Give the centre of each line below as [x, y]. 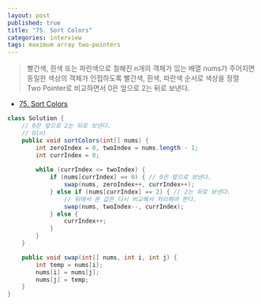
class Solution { [36, 119]
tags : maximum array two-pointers [64, 45]
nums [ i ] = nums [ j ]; [68, 272]
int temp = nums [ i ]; [69, 265]
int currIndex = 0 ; [68, 155]
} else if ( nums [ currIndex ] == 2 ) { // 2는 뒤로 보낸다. [140, 192]
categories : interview [45, 38]
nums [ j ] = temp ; [62, 280]
